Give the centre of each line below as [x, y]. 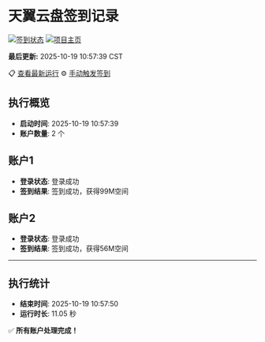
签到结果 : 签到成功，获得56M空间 [74, 249]
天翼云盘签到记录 [64, 16]
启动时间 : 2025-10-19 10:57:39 [69, 123]
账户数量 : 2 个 [42, 133]
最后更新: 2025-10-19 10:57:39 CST [66, 56]
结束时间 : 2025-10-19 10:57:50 [69, 304]
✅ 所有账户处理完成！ [43, 331]
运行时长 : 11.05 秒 [48, 314]
